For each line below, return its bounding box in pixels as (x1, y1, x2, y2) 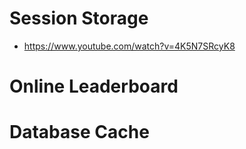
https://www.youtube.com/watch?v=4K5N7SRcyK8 (23, 40, 236, 52)
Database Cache (9, 121, 150, 144)
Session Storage (9, 7, 149, 30)
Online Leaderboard (9, 75, 179, 98)
